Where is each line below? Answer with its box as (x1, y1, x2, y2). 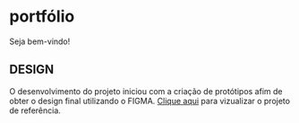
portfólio (9, 6, 75, 27)
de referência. (9, 105, 61, 116)
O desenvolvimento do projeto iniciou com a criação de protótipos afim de (9, 85, 283, 96)
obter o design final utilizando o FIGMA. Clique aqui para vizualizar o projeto (9, 95, 291, 106)
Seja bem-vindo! (9, 36, 71, 47)
